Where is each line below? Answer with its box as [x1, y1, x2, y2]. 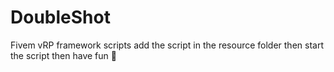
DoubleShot [10, 6, 111, 29]
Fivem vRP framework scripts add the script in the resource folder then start [10, 39, 324, 51]
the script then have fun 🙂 [10, 49, 117, 61]
